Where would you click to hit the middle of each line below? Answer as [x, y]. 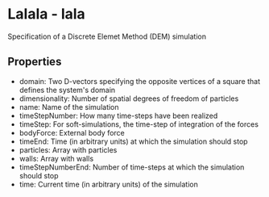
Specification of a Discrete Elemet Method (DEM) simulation [107, 36]
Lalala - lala [46, 14]
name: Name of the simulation [69, 107]
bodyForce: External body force [72, 132]
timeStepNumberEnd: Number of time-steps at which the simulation [132, 167]
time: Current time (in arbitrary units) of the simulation [109, 184]
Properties [35, 62]
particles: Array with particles [68, 149]
